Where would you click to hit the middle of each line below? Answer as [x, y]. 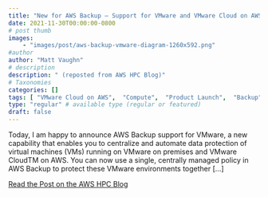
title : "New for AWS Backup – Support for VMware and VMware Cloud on [128, 16]
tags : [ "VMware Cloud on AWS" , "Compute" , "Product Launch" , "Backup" [135, 97]
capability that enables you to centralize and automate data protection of [128, 143]
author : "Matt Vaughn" [46, 61]
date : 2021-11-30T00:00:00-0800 [62, 23]
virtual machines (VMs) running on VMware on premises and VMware [123, 152]
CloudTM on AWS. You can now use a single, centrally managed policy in [128, 160]
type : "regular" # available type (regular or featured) [105, 104]
